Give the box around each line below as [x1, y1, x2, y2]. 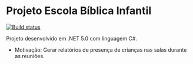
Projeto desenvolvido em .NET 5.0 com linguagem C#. [6, 35, 137, 42]
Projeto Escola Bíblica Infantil [6, 4, 152, 18]
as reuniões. [14, 52, 45, 59]
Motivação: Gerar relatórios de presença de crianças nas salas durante [14, 46, 187, 53]
